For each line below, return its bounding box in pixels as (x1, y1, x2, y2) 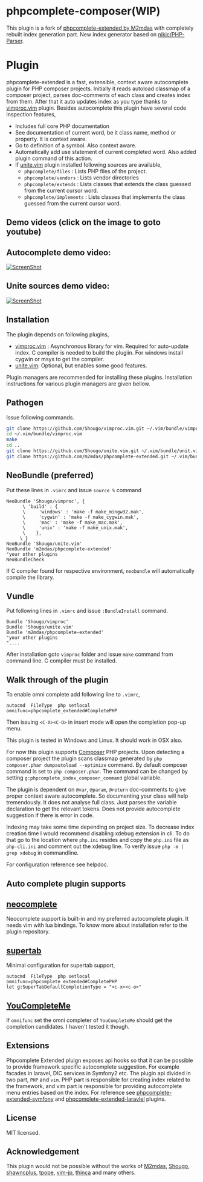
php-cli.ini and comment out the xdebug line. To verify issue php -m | (6, 843, 184, 850)
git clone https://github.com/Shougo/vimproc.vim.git (6, 426, 145, 432)
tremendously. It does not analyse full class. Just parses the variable (6, 799, 177, 806)
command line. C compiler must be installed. (6, 657, 117, 664)
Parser (6, 37, 23, 44)
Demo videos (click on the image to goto (6, 217, 161, 228)
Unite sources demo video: (6, 281, 110, 292)
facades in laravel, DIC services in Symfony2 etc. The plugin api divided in (6, 1069, 192, 1077)
